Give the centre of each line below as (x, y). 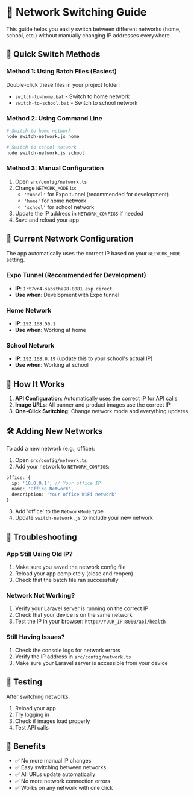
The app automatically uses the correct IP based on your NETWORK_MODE (94, 253)
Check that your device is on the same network (74, 615)
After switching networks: (38, 696)
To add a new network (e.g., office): (51, 449)
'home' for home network (55, 201)
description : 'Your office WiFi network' (64, 494)
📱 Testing (24, 682)
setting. (16, 260)
